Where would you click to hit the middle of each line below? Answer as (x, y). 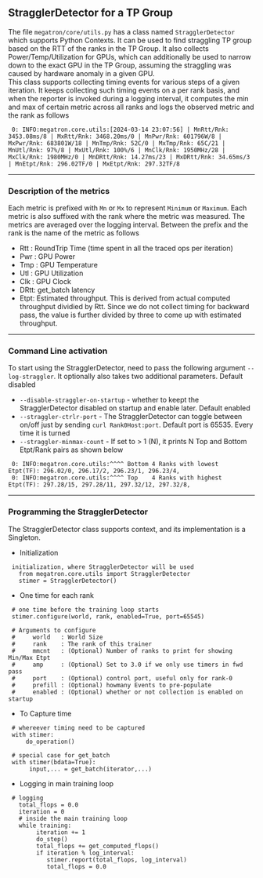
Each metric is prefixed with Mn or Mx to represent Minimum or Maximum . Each (128, 208)
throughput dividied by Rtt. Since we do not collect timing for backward (134, 307)
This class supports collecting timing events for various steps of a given (124, 82)
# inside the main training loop (73, 818)
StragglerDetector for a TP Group (91, 13)
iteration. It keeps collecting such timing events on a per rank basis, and (124, 90)
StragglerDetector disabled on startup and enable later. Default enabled (135, 408)
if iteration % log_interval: (85, 853)
